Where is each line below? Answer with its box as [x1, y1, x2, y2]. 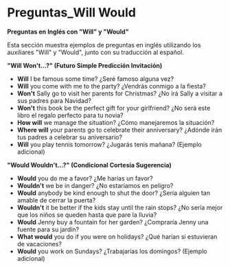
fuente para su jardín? [16, 225, 80, 233]
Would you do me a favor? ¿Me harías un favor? [16, 174, 153, 183]
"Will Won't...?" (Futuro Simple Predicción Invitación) [7, 61, 163, 69]
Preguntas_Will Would [7, 5, 136, 21]
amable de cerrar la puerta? [16, 196, 96, 204]
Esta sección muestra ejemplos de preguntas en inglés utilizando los [7, 40, 201, 49]
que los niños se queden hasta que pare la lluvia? [16, 211, 157, 219]
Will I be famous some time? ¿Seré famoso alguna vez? [16, 74, 174, 83]
